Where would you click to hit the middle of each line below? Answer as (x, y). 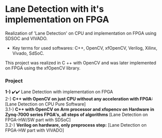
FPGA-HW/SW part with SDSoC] (38, 120)
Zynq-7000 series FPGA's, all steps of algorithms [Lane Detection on (77, 115)
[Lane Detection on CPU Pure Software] (46, 104)
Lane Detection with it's (55, 9)
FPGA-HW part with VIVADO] (35, 130)
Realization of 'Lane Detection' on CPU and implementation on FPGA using (81, 33)
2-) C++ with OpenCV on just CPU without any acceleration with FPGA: (79, 99)
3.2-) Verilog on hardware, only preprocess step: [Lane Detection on (76, 125)
